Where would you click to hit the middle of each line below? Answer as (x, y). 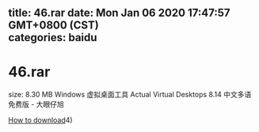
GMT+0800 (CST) (53, 26)
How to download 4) (40, 120)
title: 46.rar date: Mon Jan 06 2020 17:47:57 (120, 13)
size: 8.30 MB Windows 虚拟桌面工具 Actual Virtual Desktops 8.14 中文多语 (130, 95)
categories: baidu (53, 38)
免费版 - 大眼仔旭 (36, 104)
